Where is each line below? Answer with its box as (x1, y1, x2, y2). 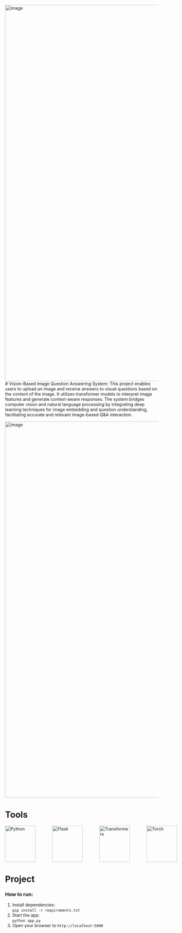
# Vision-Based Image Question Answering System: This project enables (5, 381, 151, 387)
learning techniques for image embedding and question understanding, (5, 406, 148, 412)
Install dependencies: (12, 902, 55, 908)
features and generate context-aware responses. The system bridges (5, 396, 145, 402)
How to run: (5, 891, 34, 898)
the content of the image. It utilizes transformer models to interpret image (5, 391, 152, 397)
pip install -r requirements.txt (12, 908, 80, 913)
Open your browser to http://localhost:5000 (12, 923, 104, 929)
